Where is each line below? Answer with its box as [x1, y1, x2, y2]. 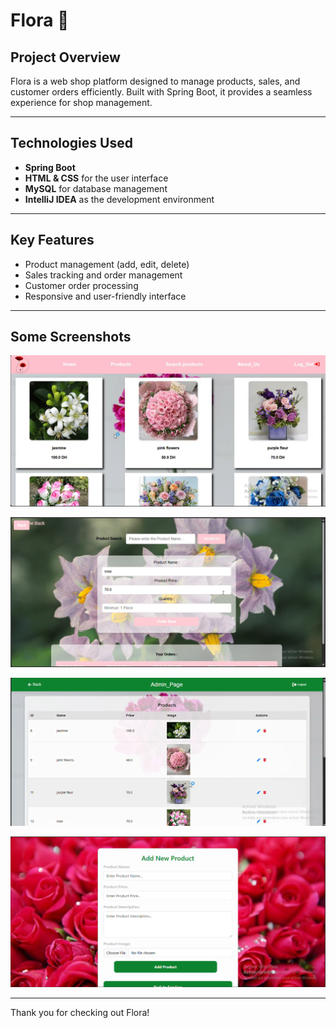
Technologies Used [10, 135, 133, 152]
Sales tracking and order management [24, 269, 183, 281]
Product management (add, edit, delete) [24, 258, 190, 270]
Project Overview [10, 49, 121, 66]
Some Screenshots [10, 329, 132, 346]
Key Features [10, 232, 95, 249]
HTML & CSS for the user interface [24, 172, 169, 184]
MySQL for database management [24, 182, 168, 194]
